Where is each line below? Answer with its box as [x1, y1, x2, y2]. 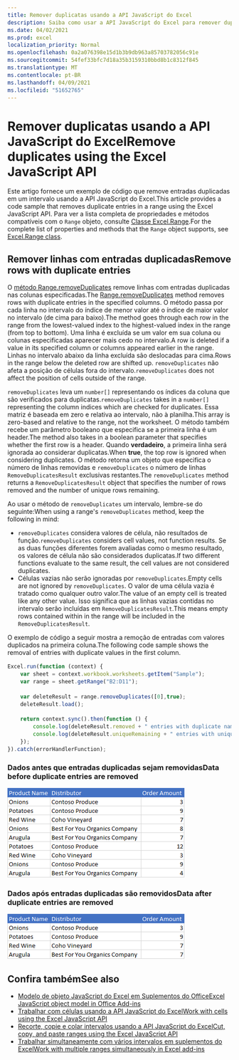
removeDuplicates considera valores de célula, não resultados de [17, 529, 208, 537]
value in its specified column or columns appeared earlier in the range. [7, 344, 215, 352]
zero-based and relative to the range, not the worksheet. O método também [7, 418, 230, 426]
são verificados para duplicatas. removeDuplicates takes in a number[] [7, 395, 210, 404]
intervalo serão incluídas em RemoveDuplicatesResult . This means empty [17, 604, 228, 613]
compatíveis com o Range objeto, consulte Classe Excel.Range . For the [7, 217, 212, 226]
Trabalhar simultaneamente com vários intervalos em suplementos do [17, 1037, 223, 1046]
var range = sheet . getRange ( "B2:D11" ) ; [20, 678, 139, 685]
